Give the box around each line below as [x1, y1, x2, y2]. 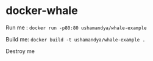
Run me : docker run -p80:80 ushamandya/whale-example [5, 24, 147, 31]
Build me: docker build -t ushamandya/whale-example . [5, 35, 146, 43]
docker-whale [5, 4, 78, 18]
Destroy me [5, 47, 35, 55]
